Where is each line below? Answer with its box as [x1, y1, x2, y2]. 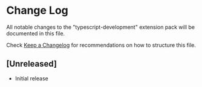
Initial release [15, 74, 48, 82]
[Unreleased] [6, 59, 57, 69]
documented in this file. [6, 29, 65, 37]
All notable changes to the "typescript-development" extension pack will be [6, 23, 195, 31]
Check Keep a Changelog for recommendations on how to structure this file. [6, 41, 197, 49]
